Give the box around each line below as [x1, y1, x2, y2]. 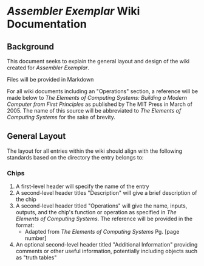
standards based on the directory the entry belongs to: [7, 153, 144, 161]
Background [7, 41, 54, 52]
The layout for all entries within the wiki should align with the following [7, 147, 183, 155]
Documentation [7, 17, 87, 31]
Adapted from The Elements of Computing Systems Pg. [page [24, 228, 180, 236]
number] [24, 234, 47, 242]
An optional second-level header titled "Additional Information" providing [15, 241, 198, 248]
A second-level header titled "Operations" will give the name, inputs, [15, 202, 188, 209]
